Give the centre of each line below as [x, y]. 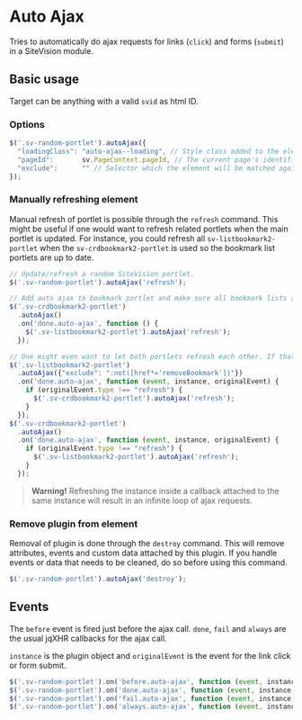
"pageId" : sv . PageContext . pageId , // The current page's [138, 159]
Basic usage [44, 80]
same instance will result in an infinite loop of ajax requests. [142, 500]
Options [27, 124]
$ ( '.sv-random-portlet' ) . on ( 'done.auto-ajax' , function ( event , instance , [152, 690]
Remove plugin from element [74, 524]
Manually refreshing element [74, 200]
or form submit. [38, 665]
